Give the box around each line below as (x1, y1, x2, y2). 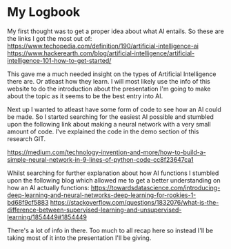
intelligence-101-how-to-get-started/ (7, 56, 112, 64)
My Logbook (7, 4, 81, 20)
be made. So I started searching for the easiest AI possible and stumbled (7, 112, 214, 121)
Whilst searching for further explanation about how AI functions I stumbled (7, 169, 219, 177)
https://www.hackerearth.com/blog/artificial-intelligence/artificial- (7, 49, 195, 57)
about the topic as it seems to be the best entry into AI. (7, 91, 163, 100)
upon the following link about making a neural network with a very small (7, 120, 212, 128)
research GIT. (7, 134, 46, 142)
